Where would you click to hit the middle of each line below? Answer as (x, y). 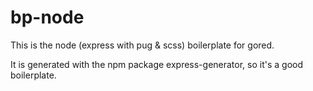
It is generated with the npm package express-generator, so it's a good (157, 64)
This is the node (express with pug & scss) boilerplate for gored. (142, 45)
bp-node (47, 17)
